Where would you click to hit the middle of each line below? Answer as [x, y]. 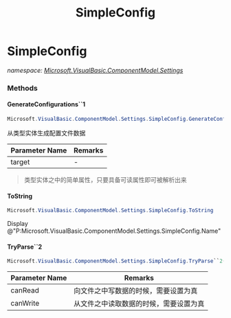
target [20, 161]
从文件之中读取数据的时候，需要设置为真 [139, 304]
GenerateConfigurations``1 [46, 104]
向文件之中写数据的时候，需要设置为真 [135, 291]
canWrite [25, 304]
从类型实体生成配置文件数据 [46, 133]
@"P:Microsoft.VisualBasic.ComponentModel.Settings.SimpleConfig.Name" [114, 231]
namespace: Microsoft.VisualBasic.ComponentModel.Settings [95, 70]
